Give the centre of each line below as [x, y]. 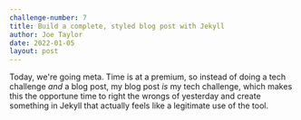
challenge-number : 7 [49, 18]
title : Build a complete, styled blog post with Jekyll [117, 26]
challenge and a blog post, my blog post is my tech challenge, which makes [151, 87]
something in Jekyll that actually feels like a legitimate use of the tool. [139, 106]
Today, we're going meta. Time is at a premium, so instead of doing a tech [148, 77]
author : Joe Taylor [46, 34]
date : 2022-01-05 [42, 43]
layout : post [34, 51]
